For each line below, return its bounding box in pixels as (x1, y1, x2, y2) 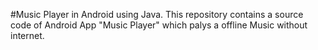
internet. (10, 30, 45, 41)
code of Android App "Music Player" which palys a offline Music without (10, 19, 308, 31)
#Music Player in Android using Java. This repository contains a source (10, 9, 304, 20)
